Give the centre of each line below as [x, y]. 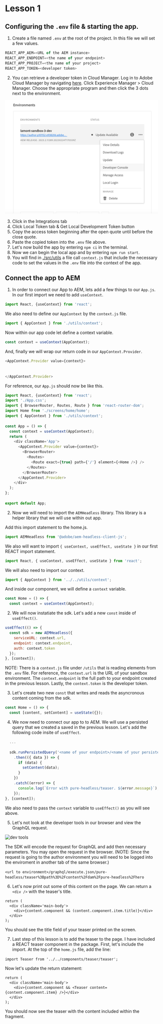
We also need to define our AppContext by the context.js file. [66, 314]
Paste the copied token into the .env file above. [59, 242]
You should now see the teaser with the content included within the [72, 1011]
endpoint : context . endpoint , [43, 643]
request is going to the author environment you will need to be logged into [79, 857]
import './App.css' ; [26, 400]
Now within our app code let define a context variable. [59, 333]
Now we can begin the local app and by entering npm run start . [76, 252]
